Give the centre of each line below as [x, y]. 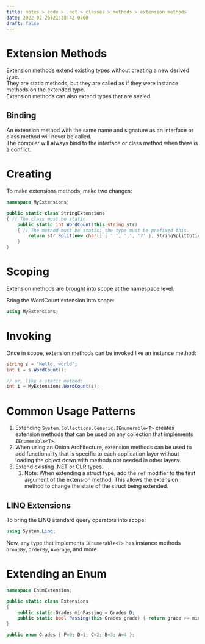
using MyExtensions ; [33, 312]
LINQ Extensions [39, 505]
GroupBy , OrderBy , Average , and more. [52, 549]
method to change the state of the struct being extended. [96, 486]
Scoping [28, 272]
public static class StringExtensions [56, 213]
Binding [21, 116]
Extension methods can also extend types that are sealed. [79, 96]
